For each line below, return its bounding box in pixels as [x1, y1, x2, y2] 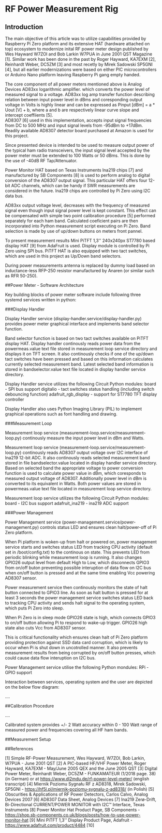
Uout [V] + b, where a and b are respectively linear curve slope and [5, 107, 139, 113]
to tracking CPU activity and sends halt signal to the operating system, [5, 600, 146, 606]
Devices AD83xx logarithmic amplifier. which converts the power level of [5, 87, 150, 92]
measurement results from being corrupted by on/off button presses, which [5, 650, 156, 656]
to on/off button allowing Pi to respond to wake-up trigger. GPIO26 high [5, 620, 147, 625]
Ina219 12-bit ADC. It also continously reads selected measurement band [5, 455, 150, 460]
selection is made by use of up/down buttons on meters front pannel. [5, 228, 143, 234]
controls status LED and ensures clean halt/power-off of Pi [40, 524, 157, 530]
